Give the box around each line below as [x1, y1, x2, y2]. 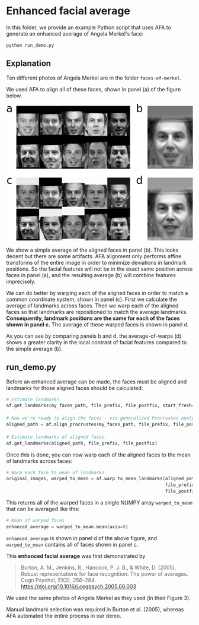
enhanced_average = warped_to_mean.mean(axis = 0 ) [6, 524, 129, 529]
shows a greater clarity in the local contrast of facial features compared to [6, 338, 187, 345]
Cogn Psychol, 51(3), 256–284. [20, 576, 97, 583]
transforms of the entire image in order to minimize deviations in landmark [6, 259, 187, 266]
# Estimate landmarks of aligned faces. [6, 434, 108, 440]
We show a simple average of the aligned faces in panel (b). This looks [6, 246, 179, 253]
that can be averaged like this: [6, 506, 80, 512]
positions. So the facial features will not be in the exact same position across [6, 265, 193, 272]
